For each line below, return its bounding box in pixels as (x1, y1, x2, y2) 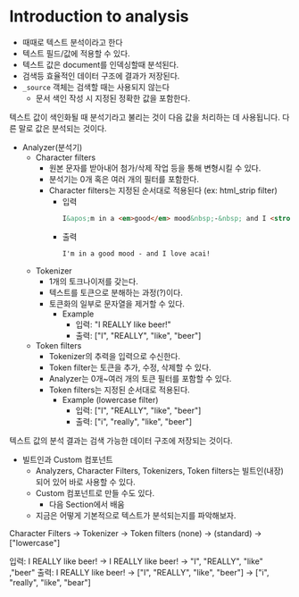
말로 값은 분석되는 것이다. (18, 122, 107, 133)
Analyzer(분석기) (21, 141, 83, 153)
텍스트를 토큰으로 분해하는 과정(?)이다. (48, 287, 183, 298)
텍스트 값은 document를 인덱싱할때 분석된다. (21, 59, 179, 70)
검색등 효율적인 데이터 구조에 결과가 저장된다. (21, 70, 180, 81)
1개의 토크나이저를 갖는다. (48, 275, 138, 287)
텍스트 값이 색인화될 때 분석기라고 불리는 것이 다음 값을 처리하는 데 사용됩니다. (9, 112, 281, 122)
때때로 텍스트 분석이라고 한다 (21, 37, 123, 47)
